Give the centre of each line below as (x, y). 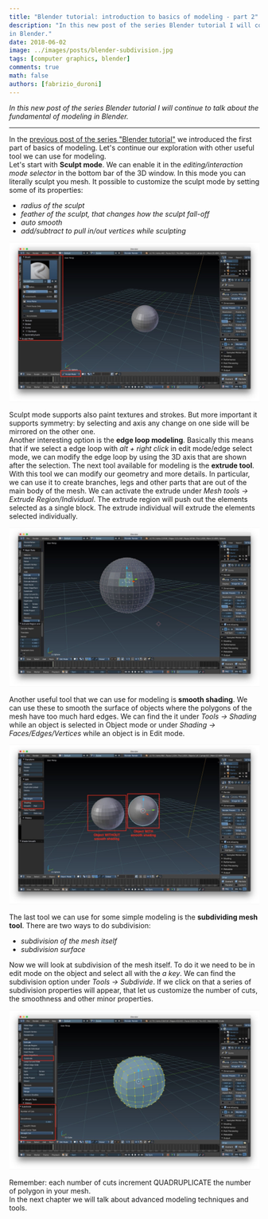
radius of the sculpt (52, 205)
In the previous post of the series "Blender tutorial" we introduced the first (130, 139)
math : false (29, 76)
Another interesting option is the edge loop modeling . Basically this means (131, 440)
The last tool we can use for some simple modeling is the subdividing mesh (134, 917)
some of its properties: (46, 190)
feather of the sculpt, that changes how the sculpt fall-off (115, 214)
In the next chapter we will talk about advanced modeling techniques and (129, 1200)
